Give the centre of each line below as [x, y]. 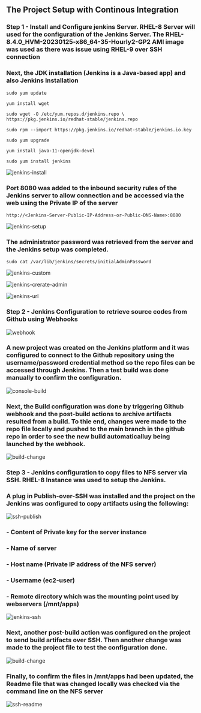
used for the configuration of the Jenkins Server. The [85, 34]
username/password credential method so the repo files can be [101, 363]
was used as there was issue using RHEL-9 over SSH [84, 49]
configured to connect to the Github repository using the [91, 355]
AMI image [168, 42]
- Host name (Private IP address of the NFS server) [81, 564]
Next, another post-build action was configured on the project [98, 633]
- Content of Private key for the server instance [76, 532]
